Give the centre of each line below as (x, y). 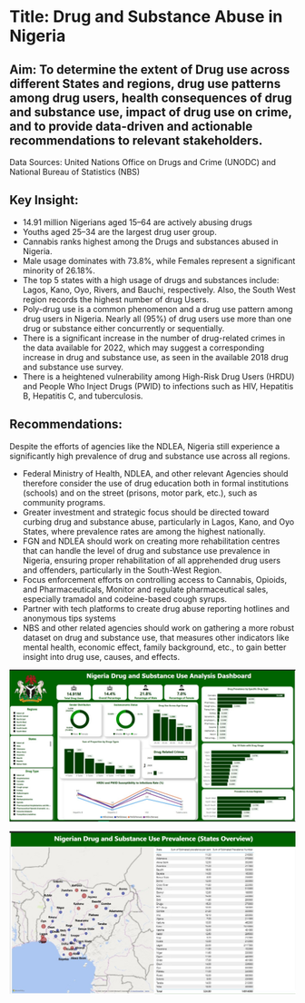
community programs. (64, 502)
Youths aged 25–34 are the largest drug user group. (120, 231)
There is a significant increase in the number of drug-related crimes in (154, 338)
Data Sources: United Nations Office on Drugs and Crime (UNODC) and (143, 162)
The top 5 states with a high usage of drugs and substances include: (151, 280)
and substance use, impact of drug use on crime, (151, 112)
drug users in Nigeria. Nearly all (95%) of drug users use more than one (157, 319)
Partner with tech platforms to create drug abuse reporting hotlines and (156, 608)
